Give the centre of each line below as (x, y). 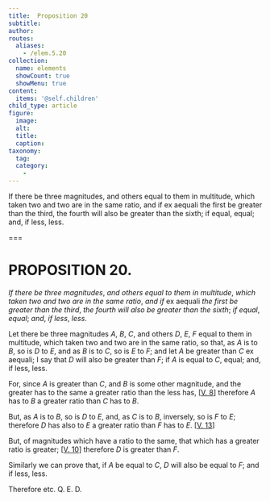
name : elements (41, 69)
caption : (30, 143)
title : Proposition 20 (48, 16)
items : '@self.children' (57, 98)
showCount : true (43, 76)
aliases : (30, 46)
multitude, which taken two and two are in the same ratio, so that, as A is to (133, 342)
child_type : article (43, 106)
